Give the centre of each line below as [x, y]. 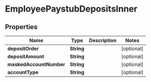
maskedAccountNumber [36, 64]
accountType [23, 72]
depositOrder [23, 49]
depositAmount [26, 57]
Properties [21, 27]
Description [103, 41]
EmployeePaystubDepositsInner [71, 9]
